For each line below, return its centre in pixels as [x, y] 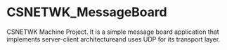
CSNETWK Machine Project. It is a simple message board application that [113, 32]
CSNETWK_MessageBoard [87, 12]
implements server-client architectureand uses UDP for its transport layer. [113, 39]
